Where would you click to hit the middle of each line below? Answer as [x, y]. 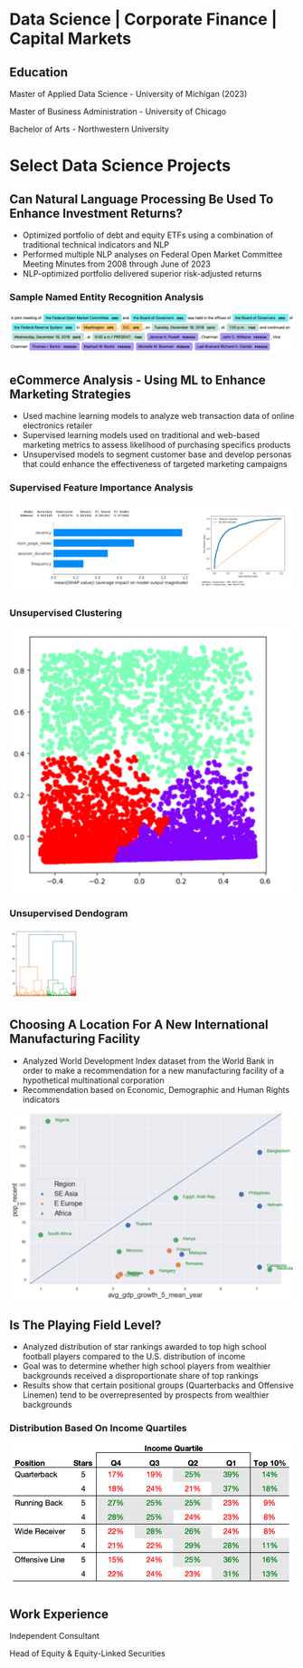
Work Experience [59, 1614]
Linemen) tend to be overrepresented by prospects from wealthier [146, 1395]
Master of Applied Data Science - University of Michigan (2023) [128, 94]
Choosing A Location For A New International [139, 1025]
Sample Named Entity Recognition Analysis [107, 297]
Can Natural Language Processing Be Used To [142, 199]
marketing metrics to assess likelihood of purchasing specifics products [156, 444]
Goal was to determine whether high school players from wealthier [147, 1366]
